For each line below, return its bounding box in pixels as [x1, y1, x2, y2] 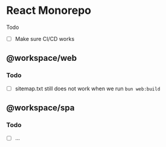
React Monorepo [6, 4, 92, 17]
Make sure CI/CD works [14, 35, 75, 42]
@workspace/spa [6, 103, 75, 113]
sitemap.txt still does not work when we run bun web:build [14, 85, 161, 92]
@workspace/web [6, 53, 77, 63]
